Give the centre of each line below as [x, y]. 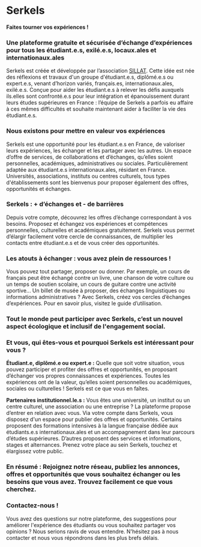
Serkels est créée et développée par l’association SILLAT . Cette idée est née [100, 71]
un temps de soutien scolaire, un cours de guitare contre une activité [91, 284]
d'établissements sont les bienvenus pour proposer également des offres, [97, 182]
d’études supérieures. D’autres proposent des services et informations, [94, 438]
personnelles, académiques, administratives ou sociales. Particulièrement [97, 163]
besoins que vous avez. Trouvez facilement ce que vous [89, 482]
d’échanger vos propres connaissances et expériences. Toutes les [88, 376]
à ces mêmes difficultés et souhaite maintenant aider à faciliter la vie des [96, 109]
